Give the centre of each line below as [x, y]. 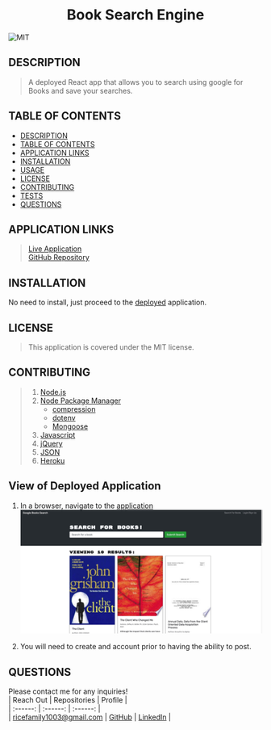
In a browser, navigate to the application [87, 506]
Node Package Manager [80, 401]
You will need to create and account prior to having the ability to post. [135, 647]
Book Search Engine [135, 15]
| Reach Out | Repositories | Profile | [68, 700]
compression [74, 409]
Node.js [53, 392]
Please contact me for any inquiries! [68, 691]
